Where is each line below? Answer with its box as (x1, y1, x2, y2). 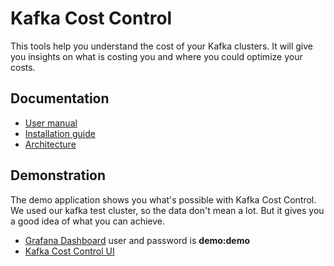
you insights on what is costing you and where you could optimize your (10, 50, 303, 62)
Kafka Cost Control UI (24, 245, 115, 257)
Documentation (10, 90, 110, 107)
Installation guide (24, 127, 96, 139)
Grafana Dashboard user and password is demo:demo (24, 234, 251, 246)
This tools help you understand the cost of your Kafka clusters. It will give (10, 40, 314, 52)
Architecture (24, 138, 77, 150)
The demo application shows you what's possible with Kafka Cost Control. (10, 193, 317, 206)
